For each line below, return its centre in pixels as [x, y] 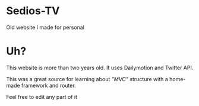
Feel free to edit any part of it [42, 97]
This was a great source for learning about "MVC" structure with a [87, 79]
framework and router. [48, 85]
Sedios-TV [33, 11]
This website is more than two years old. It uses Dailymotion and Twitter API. [100, 68]
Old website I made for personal [45, 27]
